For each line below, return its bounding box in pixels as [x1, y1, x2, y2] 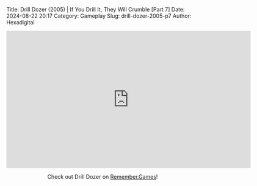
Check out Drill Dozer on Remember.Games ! [47, 173, 158, 180]
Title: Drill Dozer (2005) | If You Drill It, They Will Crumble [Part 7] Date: [6, 6, 185, 13]
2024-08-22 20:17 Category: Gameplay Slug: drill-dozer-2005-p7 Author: [6, 12, 192, 20]
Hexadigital [6, 19, 35, 26]
